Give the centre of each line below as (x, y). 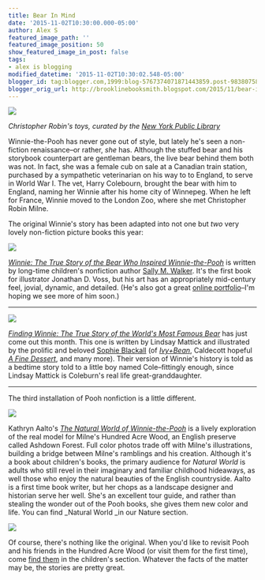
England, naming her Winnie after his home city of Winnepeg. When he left (129, 192)
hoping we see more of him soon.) (64, 296)
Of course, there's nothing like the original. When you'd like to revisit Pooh (129, 543)
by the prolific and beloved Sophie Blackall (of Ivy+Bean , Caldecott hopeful (130, 350)
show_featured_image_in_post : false (68, 52)
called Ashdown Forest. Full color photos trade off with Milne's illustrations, (130, 445)
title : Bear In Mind (42, 15)
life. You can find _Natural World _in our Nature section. (98, 512)
